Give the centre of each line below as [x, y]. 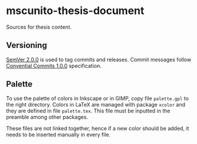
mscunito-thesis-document [75, 11]
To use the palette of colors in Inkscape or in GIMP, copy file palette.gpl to [98, 98]
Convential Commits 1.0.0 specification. [54, 66]
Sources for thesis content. [39, 27]
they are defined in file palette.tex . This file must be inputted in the [88, 111]
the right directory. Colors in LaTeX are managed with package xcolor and [96, 104]
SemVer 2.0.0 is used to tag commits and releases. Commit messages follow [99, 59]
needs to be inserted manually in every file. [58, 134]
